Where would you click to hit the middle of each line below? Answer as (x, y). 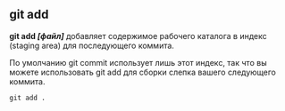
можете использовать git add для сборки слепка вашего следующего (143, 72)
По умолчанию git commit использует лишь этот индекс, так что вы (138, 62)
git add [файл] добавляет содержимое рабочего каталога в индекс (138, 36)
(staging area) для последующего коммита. (92, 45)
